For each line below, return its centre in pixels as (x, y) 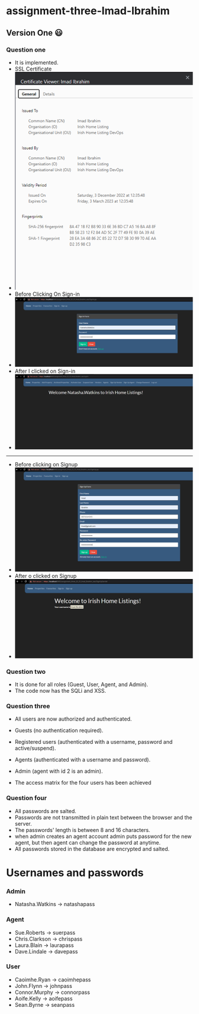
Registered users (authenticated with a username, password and (94, 742)
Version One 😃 (35, 33)
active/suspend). (35, 748)
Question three (28, 706)
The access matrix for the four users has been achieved (83, 783)
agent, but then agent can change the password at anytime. (88, 842)
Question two (26, 671)
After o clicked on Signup (46, 576)
